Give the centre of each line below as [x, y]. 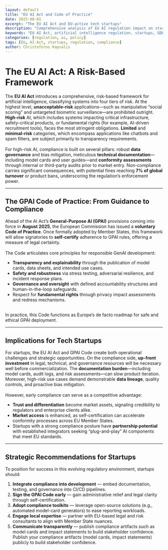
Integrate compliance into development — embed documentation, [81, 484]
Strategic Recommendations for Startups [70, 457]
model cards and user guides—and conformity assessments [88, 160]
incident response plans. [38, 279]
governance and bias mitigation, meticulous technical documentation [78, 154]
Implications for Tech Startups [53, 340]
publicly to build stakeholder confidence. [54, 542]
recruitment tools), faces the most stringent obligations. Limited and [75, 128]
